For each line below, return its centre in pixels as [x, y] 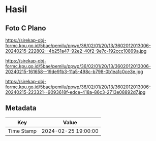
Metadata [21, 108]
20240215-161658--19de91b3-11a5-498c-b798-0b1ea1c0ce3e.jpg [74, 72]
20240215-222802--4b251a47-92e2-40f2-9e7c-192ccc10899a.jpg [76, 51]
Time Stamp [22, 131]
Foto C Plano [26, 28]
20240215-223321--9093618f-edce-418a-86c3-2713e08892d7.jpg [75, 92]
